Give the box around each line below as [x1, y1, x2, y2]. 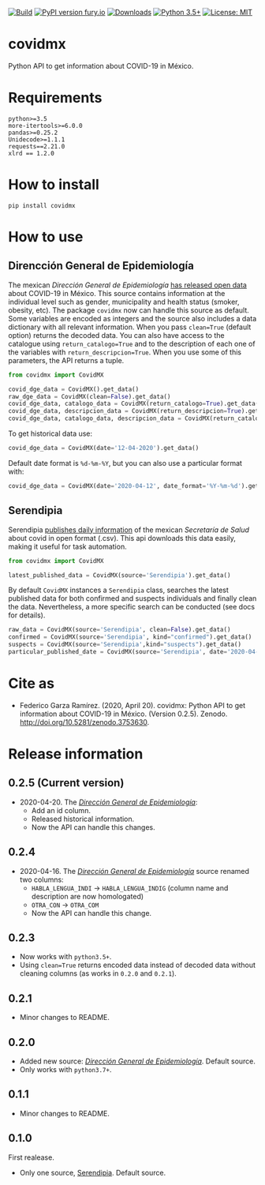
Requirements [8, 89, 103, 107]
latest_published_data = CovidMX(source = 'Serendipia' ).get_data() [8, 571, 231, 579]
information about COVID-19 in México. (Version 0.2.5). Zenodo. [19, 709, 228, 718]
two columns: [19, 875, 65, 884]
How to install [8, 176, 100, 193]
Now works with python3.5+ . [19, 952, 112, 962]
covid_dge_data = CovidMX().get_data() [8, 385, 140, 393]
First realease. [8, 1153, 55, 1162]
